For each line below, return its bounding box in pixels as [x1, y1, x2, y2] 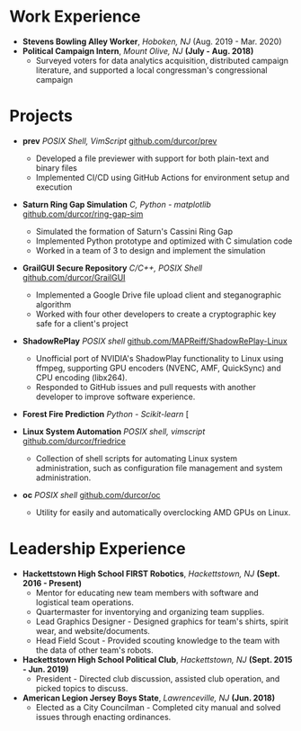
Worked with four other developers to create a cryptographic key [35, 308, 277, 319]
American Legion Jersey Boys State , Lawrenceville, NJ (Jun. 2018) [22, 692, 276, 703]
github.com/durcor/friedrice [22, 435, 127, 446]
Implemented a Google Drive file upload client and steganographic [35, 290, 281, 300]
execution [35, 182, 73, 192]
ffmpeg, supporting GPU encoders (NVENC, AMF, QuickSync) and [35, 362, 281, 373]
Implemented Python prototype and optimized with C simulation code [35, 236, 293, 246]
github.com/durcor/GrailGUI [22, 272, 126, 282]
